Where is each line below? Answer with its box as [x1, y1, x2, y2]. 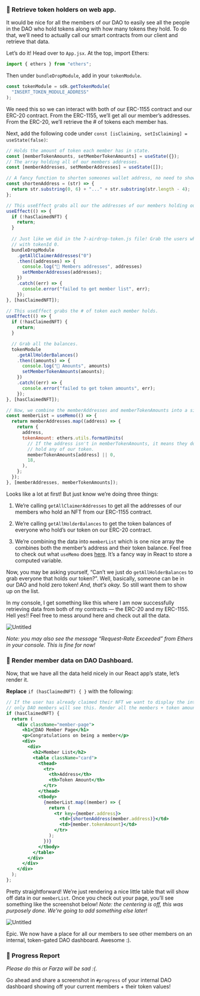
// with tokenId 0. [11, 242, 60, 248]
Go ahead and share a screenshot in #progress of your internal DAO [6, 977, 171, 984]
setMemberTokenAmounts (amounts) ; [21, 369, 105, 375]
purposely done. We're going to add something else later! [6, 907, 148, 914]
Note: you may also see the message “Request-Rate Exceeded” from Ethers [6, 635, 193, 642]
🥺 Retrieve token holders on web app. [6, 5, 117, 14]
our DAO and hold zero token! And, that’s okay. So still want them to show [6, 581, 187, 588]
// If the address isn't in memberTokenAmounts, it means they [27, 441, 187, 447]
